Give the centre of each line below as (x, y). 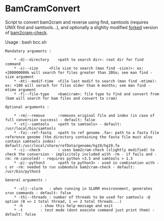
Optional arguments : (27, 107)
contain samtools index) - (33, 141)
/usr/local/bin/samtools (30, 128)
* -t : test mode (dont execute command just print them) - (84, 210)
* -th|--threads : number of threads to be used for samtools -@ (82, 197)
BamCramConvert (42, 9)
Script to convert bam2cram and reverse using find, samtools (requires (77, 22)
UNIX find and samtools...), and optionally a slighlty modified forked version (82, 27)
